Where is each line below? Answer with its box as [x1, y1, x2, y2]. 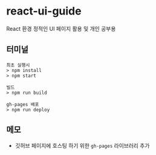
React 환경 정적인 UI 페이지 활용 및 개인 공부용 [6, 25, 116, 32]
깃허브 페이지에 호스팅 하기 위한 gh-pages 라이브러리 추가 [15, 142, 150, 149]
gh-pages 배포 [6, 101, 39, 107]
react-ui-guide [6, 4, 82, 18]
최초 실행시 [6, 62, 30, 68]
